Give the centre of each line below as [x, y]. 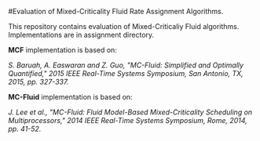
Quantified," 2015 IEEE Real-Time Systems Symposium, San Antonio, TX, [126, 73]
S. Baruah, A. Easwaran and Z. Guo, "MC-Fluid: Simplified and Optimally [126, 65]
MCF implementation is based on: [63, 50]
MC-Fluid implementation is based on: [70, 97]
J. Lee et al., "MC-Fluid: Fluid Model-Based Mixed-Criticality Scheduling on [130, 112]
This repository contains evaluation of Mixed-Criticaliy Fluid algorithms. [124, 26]
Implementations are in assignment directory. [81, 35]
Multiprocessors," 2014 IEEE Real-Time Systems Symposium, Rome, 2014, [128, 120]
